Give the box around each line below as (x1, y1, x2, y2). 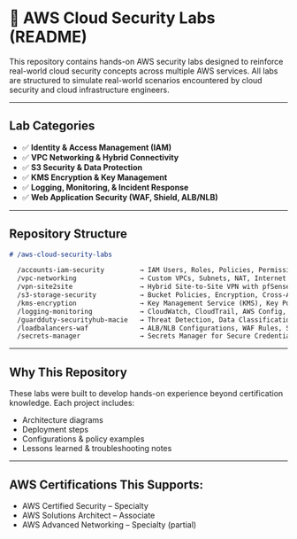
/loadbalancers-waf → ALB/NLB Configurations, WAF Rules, (17, 324, 283, 332)
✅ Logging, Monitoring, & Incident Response (21, 182, 189, 192)
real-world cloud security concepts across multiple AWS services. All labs (9, 66, 278, 76)
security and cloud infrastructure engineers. (9, 84, 170, 95)
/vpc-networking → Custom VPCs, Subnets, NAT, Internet (17, 274, 287, 283)
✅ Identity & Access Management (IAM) (21, 142, 172, 152)
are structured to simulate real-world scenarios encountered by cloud (9, 74, 263, 85)
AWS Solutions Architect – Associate (21, 510, 156, 520)
